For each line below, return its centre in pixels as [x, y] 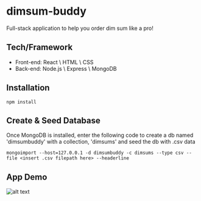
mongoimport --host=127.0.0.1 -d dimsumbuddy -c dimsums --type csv [95, 153]
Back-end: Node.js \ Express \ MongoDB [66, 68]
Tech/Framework [40, 47]
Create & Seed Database [53, 120]
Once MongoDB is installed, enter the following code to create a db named [100, 135]
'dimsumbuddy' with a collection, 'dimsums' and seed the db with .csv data [101, 142]
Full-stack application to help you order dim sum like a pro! [80, 28]
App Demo [27, 177]
